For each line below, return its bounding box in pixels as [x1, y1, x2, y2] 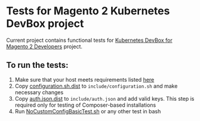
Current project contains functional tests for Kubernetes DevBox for [6, 36, 173, 44]
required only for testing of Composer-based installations [14, 101, 156, 108]
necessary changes [14, 88, 64, 96]
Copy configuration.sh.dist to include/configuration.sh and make [14, 82, 178, 89]
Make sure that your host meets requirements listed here [14, 76, 155, 83]
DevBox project [6, 17, 84, 30]
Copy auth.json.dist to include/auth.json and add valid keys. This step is [14, 95, 195, 102]
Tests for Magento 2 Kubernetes [6, 4, 170, 18]
